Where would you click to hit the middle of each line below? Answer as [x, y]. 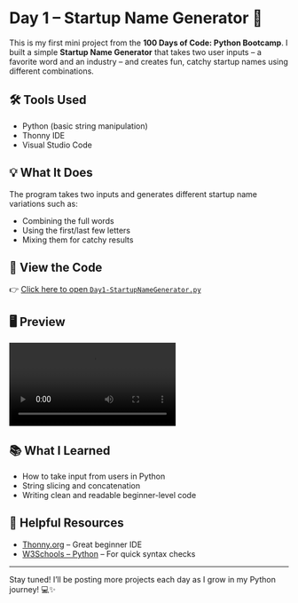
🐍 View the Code [56, 267]
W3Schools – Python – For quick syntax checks [109, 553]
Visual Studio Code [57, 145]
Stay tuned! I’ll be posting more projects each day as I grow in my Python [143, 579]
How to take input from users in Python [94, 476]
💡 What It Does [51, 173]
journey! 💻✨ [32, 589]
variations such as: [43, 203]
